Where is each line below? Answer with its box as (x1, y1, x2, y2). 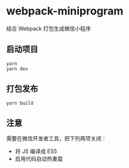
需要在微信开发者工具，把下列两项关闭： (6, 135, 107, 142)
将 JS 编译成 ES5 (14, 148, 57, 155)
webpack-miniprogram (6, 4, 124, 18)
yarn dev (6, 66, 28, 72)
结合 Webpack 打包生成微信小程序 (6, 25, 91, 32)
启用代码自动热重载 (14, 155, 63, 163)
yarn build (6, 100, 34, 106)
